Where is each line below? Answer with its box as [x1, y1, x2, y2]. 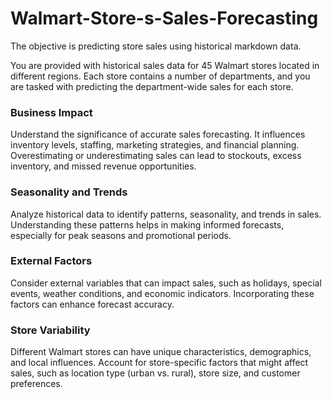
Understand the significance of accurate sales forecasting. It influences [10, 128, 306, 141]
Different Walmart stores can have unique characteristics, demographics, [10, 346, 312, 358]
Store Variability [10, 323, 91, 337]
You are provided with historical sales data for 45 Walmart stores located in [10, 59, 320, 71]
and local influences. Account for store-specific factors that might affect [10, 357, 309, 369]
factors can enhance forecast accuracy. [10, 298, 175, 310]
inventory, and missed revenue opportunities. [10, 160, 197, 172]
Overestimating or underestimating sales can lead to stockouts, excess [10, 150, 302, 162]
